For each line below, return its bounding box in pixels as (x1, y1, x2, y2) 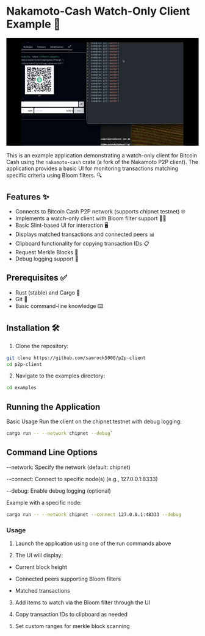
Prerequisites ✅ (6, 273, 67, 283)
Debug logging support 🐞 (15, 255, 79, 263)
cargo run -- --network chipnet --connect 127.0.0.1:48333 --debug (6, 511, 182, 518)
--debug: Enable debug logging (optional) (6, 487, 111, 495)
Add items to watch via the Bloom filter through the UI (15, 599, 151, 606)
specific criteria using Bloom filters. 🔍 (6, 172, 103, 179)
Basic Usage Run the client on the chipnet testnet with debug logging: (6, 418, 182, 425)
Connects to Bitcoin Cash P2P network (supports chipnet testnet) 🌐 (15, 208, 186, 215)
